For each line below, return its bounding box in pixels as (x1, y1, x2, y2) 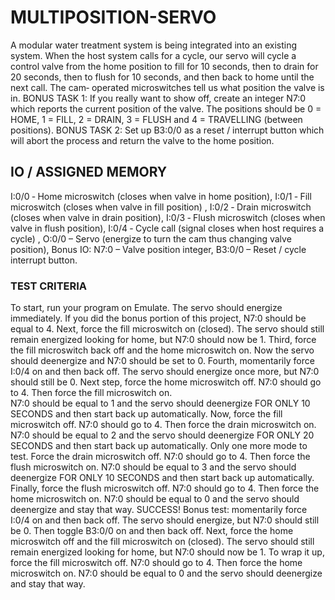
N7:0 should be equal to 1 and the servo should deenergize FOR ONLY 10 (10, 397, 311, 410)
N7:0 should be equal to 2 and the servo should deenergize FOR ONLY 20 (10, 429, 315, 441)
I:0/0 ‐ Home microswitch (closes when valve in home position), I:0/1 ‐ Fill (10, 190, 312, 202)
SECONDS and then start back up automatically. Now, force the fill (10, 408, 283, 420)
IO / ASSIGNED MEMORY (10, 164, 168, 181)
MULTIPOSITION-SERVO (10, 6, 217, 29)
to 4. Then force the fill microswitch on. (10, 387, 173, 399)
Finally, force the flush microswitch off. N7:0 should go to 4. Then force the (10, 482, 320, 495)
